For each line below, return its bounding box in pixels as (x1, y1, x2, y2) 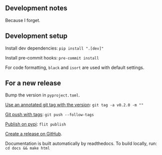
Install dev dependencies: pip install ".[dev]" (5, 45, 104, 51)
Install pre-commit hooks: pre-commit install (5, 54, 99, 60)
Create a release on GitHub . (5, 131, 62, 137)
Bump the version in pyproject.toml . (5, 92, 80, 98)
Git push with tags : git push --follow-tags (5, 111, 94, 117)
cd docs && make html (5, 146, 50, 151)
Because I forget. (5, 17, 41, 23)
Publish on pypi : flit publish (5, 121, 66, 127)
